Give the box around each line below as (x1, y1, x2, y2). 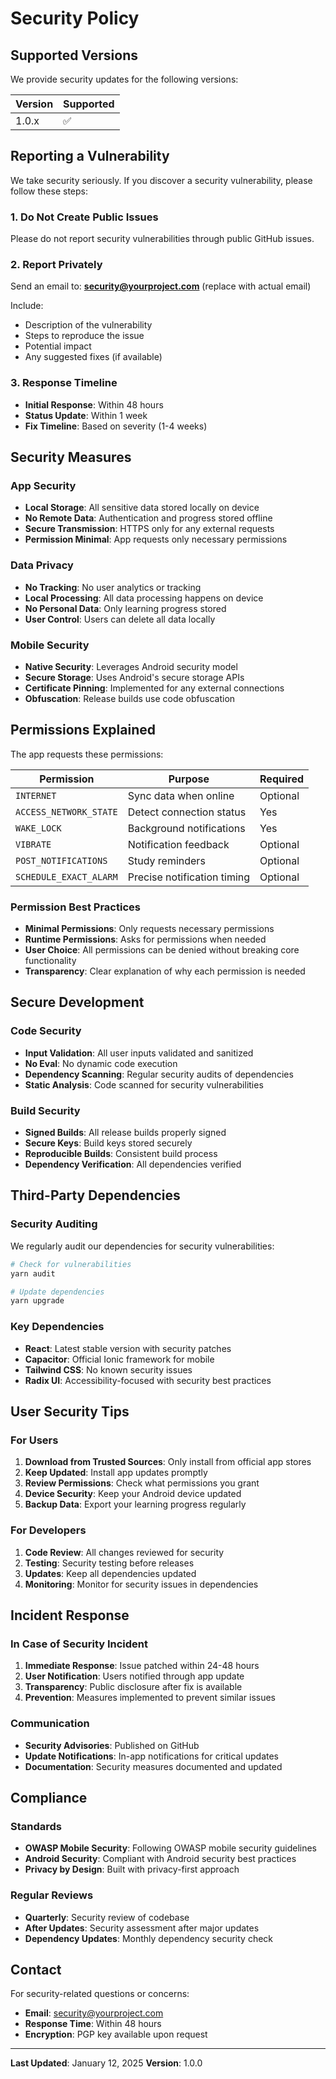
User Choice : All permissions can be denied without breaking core (24, 944, 300, 956)
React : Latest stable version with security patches (24, 1342, 232, 1354)
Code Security (10, 1024, 82, 1038)
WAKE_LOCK (15, 822, 62, 834)
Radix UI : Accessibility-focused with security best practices (24, 1374, 272, 1386)
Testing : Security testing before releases (24, 1557, 195, 1569)
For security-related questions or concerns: (10, 1988, 190, 2000)
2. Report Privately (10, 258, 103, 272)
